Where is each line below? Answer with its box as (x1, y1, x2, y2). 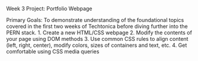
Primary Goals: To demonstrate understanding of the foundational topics (6, 17, 184, 23)
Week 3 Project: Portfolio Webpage (6, 5, 92, 12)
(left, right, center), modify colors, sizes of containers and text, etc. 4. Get (6, 41, 187, 49)
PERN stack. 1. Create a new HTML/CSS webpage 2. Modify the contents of (6, 29, 193, 36)
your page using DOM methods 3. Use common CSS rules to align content (6, 36, 189, 42)
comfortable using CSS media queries (6, 48, 100, 55)
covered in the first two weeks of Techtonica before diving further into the (6, 23, 188, 30)
